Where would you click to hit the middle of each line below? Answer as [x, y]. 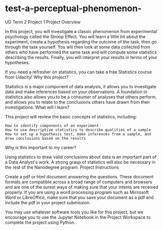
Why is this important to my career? [41, 147]
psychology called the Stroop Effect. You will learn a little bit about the [75, 37]
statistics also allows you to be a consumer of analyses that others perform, [81, 97]
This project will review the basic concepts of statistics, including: [71, 116]
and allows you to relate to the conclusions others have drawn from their [78, 102]
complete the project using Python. [40, 222]
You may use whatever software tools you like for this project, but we [74, 212]
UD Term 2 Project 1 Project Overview [43, 22]
